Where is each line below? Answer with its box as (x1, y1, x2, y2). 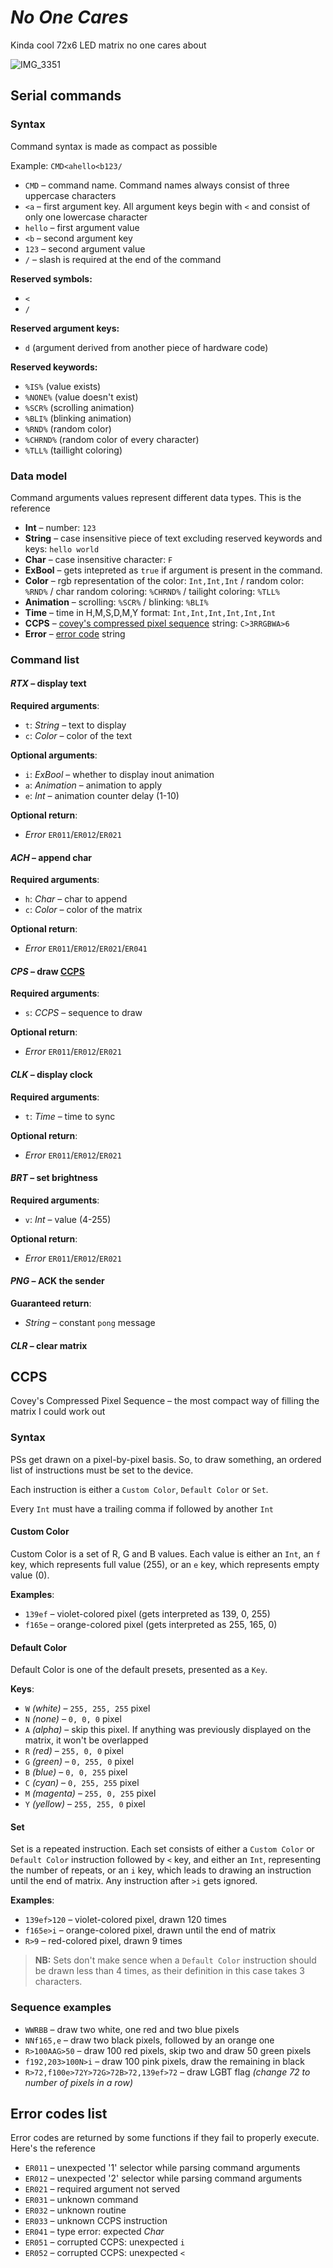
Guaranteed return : (10, 1297, 92, 1310)
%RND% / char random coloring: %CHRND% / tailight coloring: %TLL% (24, 585, 280, 597)
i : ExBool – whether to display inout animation (24, 769, 215, 781)
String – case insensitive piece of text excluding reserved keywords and (24, 532, 323, 544)
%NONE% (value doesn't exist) (24, 391, 139, 403)
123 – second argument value (24, 242, 146, 255)
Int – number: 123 (24, 521, 97, 533)
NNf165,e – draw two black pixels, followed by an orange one (24, 2034, 275, 2046)
